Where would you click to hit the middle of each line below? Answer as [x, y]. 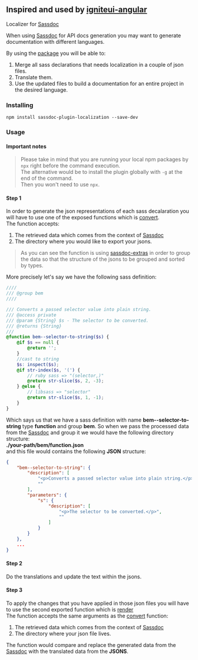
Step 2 [14, 564]
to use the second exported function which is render [70, 609]
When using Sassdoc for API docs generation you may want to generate [94, 35]
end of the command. [47, 178]
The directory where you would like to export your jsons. [83, 241]
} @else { [29, 387]
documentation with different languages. [55, 41]
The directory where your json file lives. [63, 633]
